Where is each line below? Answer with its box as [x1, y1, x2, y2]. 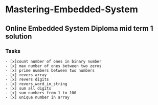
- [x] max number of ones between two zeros [5, 63, 102, 69]
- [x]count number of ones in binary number [5, 59, 102, 64]
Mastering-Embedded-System [5, 4, 138, 15]
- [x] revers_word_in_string [5, 81, 67, 87]
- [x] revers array [5, 72, 47, 77]
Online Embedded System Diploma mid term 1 [5, 24, 153, 33]
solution [5, 32, 32, 40]
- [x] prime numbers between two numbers [5, 68, 95, 73]
